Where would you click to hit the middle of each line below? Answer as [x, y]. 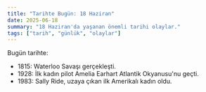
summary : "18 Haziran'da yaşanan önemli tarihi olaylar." [94, 26]
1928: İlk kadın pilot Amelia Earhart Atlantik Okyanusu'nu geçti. [108, 74]
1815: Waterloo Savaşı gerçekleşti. [66, 66]
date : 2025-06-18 [33, 20]
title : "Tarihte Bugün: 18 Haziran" [61, 14]
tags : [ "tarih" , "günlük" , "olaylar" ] [64, 33]
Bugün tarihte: [28, 53]
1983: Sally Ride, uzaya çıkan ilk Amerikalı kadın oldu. [95, 82]
